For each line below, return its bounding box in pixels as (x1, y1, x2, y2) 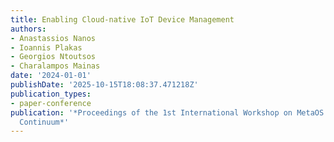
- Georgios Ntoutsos (10, 52, 97, 62)
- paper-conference (10, 98, 92, 108)
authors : (10, 24, 47, 34)
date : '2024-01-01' (10, 71, 92, 81)
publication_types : (10, 89, 92, 99)
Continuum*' (19, 117, 70, 127)
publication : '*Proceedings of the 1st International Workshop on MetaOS (10, 107, 325, 118)
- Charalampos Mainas (10, 61, 101, 71)
